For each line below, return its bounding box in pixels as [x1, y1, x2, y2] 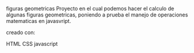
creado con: [6, 29, 35, 36]
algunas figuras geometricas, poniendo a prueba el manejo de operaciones [6, 11, 188, 18]
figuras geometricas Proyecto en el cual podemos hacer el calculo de [6, 5, 175, 12]
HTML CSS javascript [6, 41, 58, 47]
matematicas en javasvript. [6, 18, 72, 24]
